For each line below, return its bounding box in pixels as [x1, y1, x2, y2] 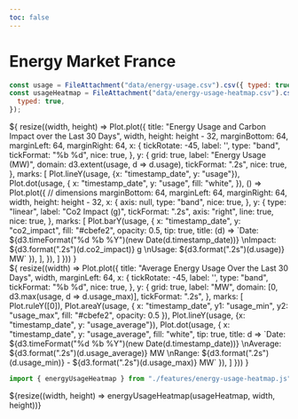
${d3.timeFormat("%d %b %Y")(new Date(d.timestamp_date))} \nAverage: [9, 338, 282, 349]
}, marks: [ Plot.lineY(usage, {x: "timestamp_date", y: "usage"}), [9, 169, 240, 179]
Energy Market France [9, 51, 176, 71]
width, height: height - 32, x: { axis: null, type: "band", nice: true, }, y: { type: [9, 197, 286, 208]
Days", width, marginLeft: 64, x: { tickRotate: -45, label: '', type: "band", [9, 273, 269, 283]
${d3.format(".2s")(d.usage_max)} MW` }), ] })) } [72, 357, 249, 368]
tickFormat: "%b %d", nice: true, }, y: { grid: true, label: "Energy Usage [9, 150, 266, 161]
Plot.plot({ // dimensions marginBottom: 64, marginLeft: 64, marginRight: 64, [9, 187, 288, 198]
